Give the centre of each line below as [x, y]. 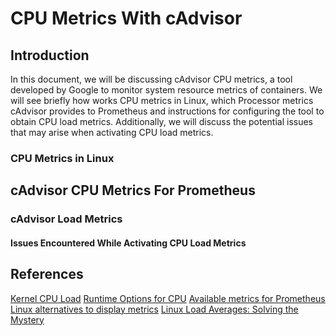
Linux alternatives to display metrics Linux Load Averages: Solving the [154, 309]
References [47, 274]
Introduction [50, 55]
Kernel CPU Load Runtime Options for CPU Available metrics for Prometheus [168, 298]
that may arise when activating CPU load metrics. [112, 132]
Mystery [27, 319]
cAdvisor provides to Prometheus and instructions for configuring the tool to [167, 111]
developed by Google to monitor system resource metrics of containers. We [166, 90]
